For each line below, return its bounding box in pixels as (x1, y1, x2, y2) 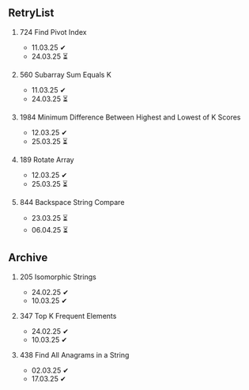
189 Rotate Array (19, 154, 74, 165)
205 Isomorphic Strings (19, 272, 96, 282)
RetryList (8, 6, 55, 20)
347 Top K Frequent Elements (19, 311, 117, 320)
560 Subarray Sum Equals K (19, 70, 112, 79)
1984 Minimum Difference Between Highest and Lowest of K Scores (19, 112, 241, 122)
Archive (8, 251, 48, 264)
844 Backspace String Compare (19, 197, 125, 206)
